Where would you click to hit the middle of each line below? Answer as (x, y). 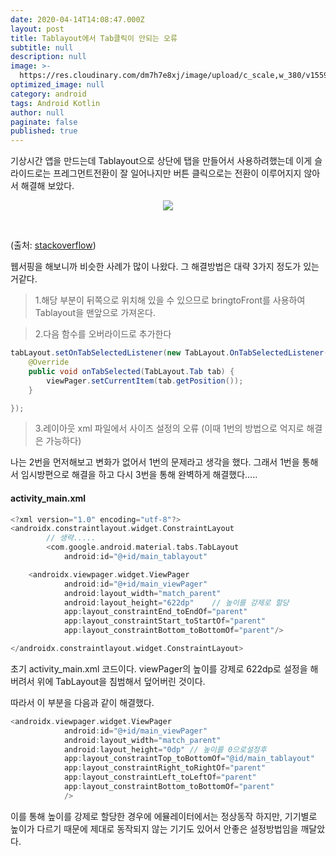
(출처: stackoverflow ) (53, 245)
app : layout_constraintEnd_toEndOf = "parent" (155, 612)
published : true (44, 131)
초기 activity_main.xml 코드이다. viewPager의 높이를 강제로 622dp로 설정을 (159, 668)
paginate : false (44, 122)
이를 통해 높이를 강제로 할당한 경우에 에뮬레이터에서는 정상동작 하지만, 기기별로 (164, 816)
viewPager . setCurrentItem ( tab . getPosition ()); (145, 381)
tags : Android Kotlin (55, 103)
